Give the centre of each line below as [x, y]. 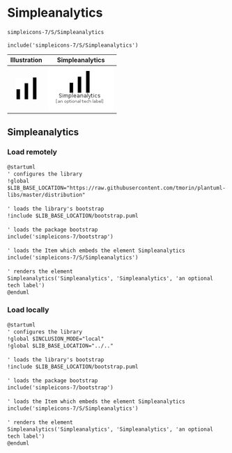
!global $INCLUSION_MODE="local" [56, 339]
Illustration [26, 60]
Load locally [28, 310]
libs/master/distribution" [46, 195]
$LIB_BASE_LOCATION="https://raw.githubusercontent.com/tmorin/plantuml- [117, 188]
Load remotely [32, 152]
